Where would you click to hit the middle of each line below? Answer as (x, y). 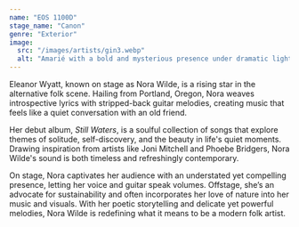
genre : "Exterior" (43, 34)
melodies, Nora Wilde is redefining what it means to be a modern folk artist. (148, 213)
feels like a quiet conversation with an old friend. (98, 113)
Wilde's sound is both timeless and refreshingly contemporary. (124, 158)
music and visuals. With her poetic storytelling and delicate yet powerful (141, 204)
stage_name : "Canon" (48, 26)
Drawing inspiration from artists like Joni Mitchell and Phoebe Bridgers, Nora (149, 149)
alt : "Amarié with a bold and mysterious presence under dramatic (143, 59)
